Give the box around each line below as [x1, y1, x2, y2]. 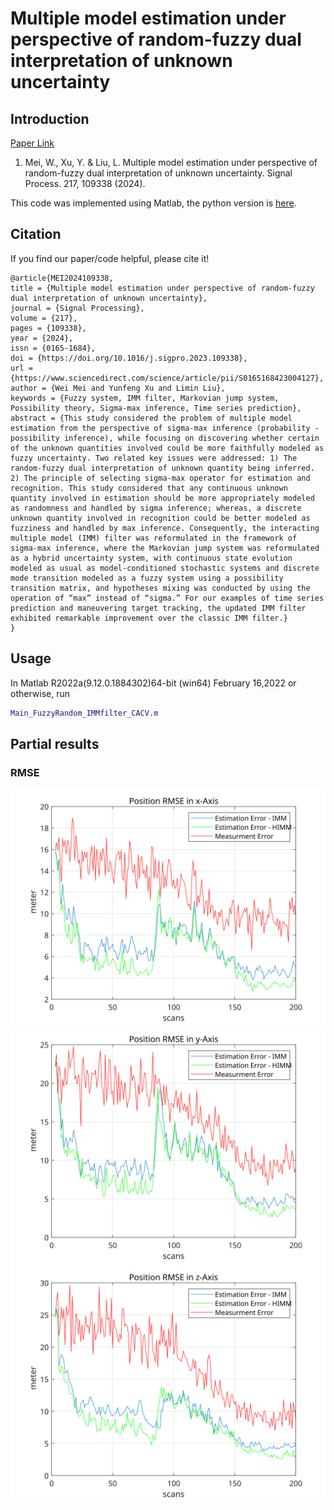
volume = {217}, [10, 313, 78, 323]
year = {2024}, [10, 333, 74, 343]
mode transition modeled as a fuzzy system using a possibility [10, 573, 284, 583]
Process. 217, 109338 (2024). [24, 178, 146, 189]
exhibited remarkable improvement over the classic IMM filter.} [10, 613, 288, 623]
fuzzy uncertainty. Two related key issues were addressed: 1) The [10, 453, 298, 463]
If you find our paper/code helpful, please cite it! [10, 252, 210, 264]
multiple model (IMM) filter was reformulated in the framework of [10, 533, 298, 543]
